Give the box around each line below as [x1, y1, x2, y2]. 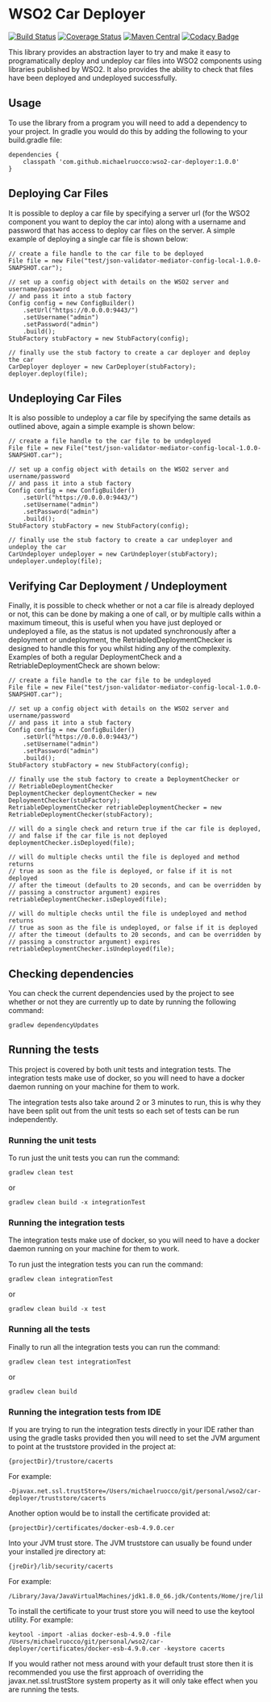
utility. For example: [8, 1615, 74, 1624]
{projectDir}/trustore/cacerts [8, 1457, 114, 1465]
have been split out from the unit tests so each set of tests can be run [8, 1106, 240, 1116]
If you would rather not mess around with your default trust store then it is [8, 1659, 254, 1668]
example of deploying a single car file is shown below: [8, 233, 189, 243]
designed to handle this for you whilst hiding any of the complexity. [8, 644, 231, 653]
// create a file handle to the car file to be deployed [8, 250, 204, 258]
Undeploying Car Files [8, 391, 123, 405]
